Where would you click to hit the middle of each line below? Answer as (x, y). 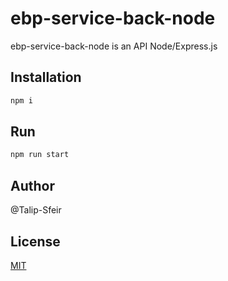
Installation (46, 77)
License (35, 241)
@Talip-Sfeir (36, 210)
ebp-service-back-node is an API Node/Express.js (114, 46)
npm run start (40, 155)
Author (32, 185)
